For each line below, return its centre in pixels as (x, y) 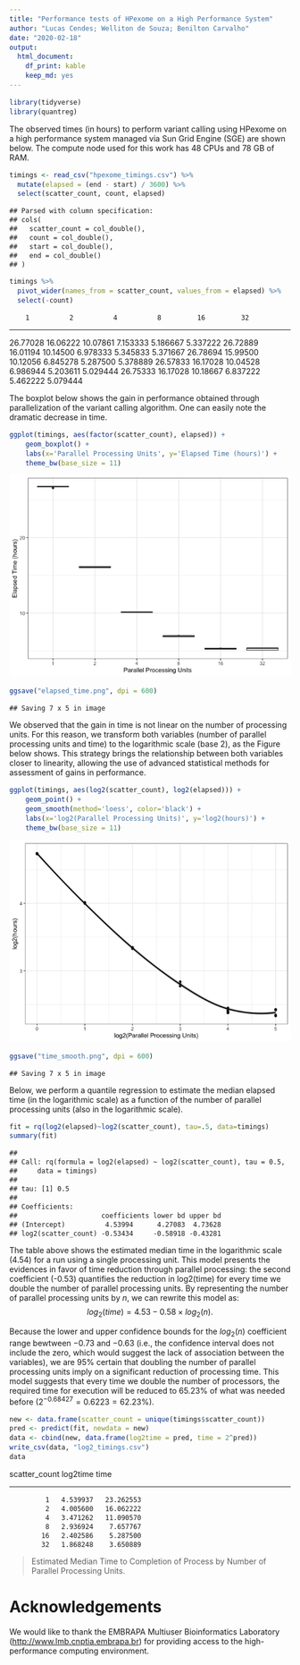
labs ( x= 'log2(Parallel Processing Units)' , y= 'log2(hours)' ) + (146, 818)
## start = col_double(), (62, 247)
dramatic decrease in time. (58, 417)
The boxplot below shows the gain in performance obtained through (135, 397)
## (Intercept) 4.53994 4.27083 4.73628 (115, 1225)
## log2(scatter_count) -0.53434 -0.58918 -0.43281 (115, 1234)
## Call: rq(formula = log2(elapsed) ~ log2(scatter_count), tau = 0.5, (147, 1162)
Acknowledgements (86, 1607)
